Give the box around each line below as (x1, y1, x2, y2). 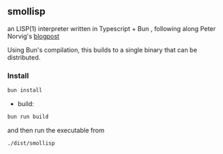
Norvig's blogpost (7, 32, 60, 40)
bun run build (7, 113, 49, 120)
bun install (7, 87, 42, 94)
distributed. (7, 53, 41, 61)
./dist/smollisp (7, 139, 55, 147)
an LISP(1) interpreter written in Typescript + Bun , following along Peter (7, 24, 217, 32)
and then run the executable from (7, 126, 104, 134)
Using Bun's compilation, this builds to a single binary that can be (7, 45, 198, 54)
